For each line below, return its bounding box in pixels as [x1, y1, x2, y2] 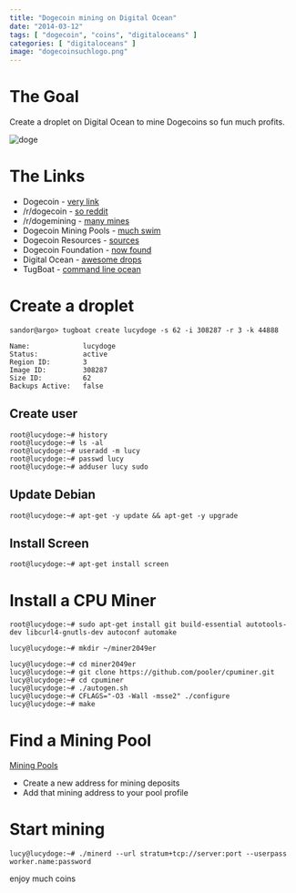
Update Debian [9, 487, 96, 502]
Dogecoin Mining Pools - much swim [22, 225, 161, 236]
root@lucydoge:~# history [9, 430, 107, 440]
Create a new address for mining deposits [22, 777, 180, 788]
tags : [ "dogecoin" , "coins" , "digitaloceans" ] [9, 30, 198, 39]
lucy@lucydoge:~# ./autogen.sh [9, 684, 128, 693]
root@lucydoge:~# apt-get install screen [9, 560, 169, 569]
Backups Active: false [9, 381, 104, 391]
